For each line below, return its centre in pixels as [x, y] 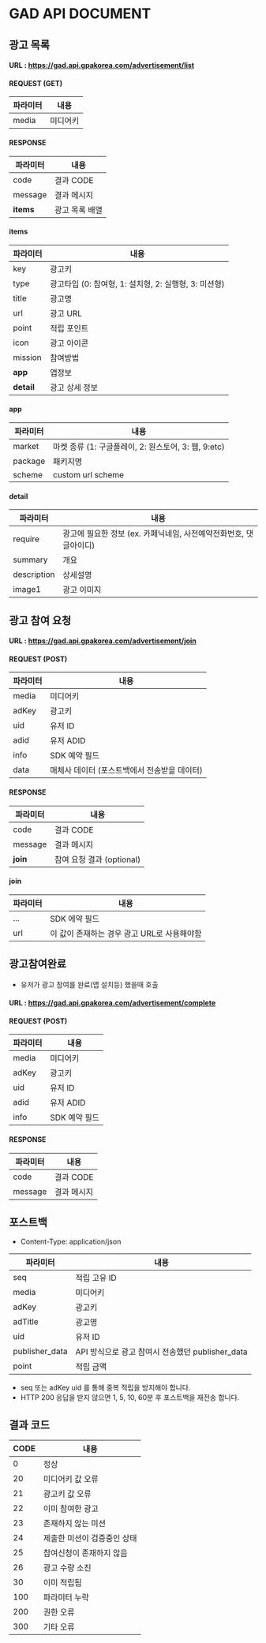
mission [27, 357]
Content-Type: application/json [71, 1242]
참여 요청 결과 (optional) [98, 859]
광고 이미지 [82, 590]
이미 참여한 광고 [71, 1509]
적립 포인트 [69, 328]
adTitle [26, 1322]
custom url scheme [88, 474]
